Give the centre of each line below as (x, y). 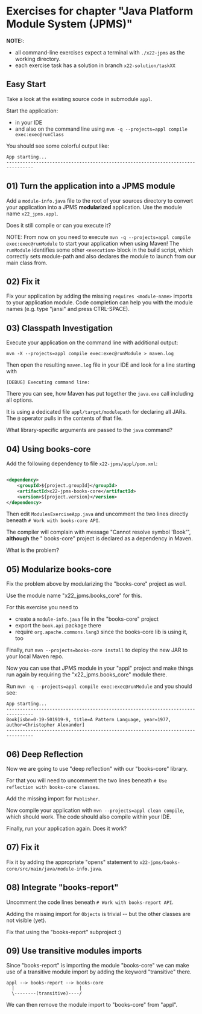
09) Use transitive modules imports (74, 951)
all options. (20, 400)
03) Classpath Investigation (60, 328)
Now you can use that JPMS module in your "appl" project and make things (100, 668)
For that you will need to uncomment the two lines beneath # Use (87, 780)
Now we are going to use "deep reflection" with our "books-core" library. (97, 769)
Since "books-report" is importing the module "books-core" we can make (98, 966)
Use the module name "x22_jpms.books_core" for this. (74, 596)
